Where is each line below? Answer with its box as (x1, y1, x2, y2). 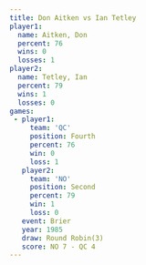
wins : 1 (17, 89, 47, 98)
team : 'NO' (29, 174, 71, 183)
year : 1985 (21, 225, 64, 234)
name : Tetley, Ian (17, 73, 89, 82)
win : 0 (29, 148, 55, 158)
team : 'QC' (29, 124, 71, 133)
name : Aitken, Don (17, 30, 89, 39)
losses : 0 (17, 97, 55, 107)
